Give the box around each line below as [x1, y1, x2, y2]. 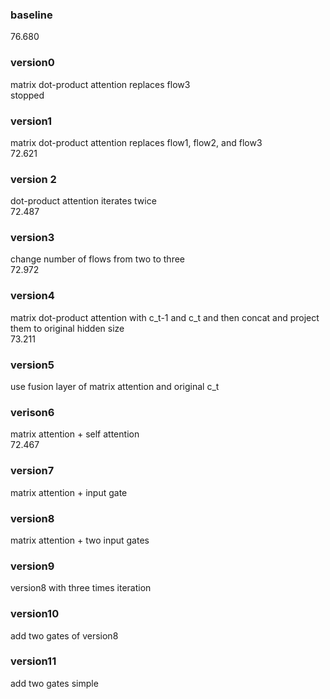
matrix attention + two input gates [10, 534, 150, 546]
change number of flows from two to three [10, 253, 185, 265]
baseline [10, 8, 53, 22]
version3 [10, 231, 55, 245]
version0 [10, 56, 55, 70]
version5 [10, 358, 55, 372]
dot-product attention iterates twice [10, 195, 157, 207]
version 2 [10, 172, 57, 186]
